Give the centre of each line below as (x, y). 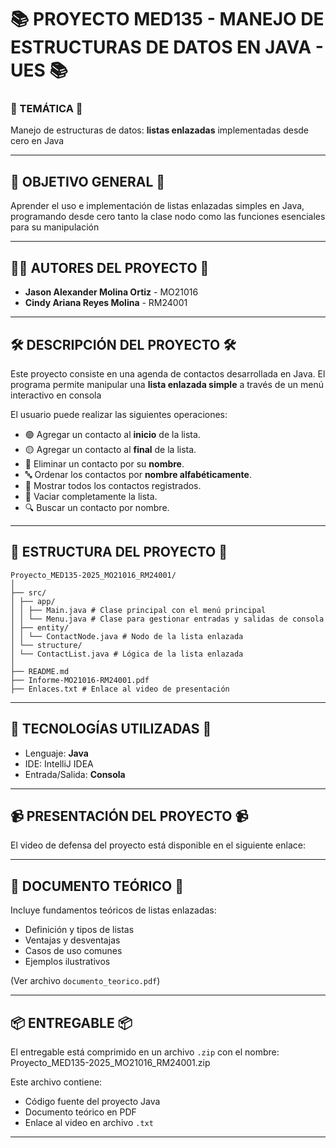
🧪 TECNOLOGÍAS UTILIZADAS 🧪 (111, 729)
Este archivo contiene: (56, 1082)
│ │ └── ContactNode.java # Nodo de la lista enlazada (127, 636)
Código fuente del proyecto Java (92, 1101)
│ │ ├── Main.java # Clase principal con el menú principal (138, 610)
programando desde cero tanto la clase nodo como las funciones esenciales (168, 217)
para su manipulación (55, 227)
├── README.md (40, 671)
